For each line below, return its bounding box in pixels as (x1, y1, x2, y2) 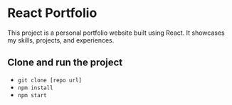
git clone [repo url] (17, 77, 82, 84)
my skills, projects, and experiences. (7, 35, 115, 44)
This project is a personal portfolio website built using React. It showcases (7, 28, 226, 37)
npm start (17, 92, 48, 99)
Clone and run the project (7, 57, 123, 69)
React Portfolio (7, 5, 97, 21)
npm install (17, 84, 53, 92)
